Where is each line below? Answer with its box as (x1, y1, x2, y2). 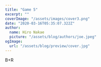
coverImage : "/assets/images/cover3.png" (5, 16, 90, 21)
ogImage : (5, 39, 23, 44)
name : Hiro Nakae (9, 30, 45, 35)
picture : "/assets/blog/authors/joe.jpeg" (9, 35, 97, 40)
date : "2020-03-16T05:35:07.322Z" (5, 21, 75, 26)
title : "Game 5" (5, 7, 38, 12)
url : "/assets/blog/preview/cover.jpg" (9, 44, 90, 48)
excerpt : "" (5, 12, 29, 17)
